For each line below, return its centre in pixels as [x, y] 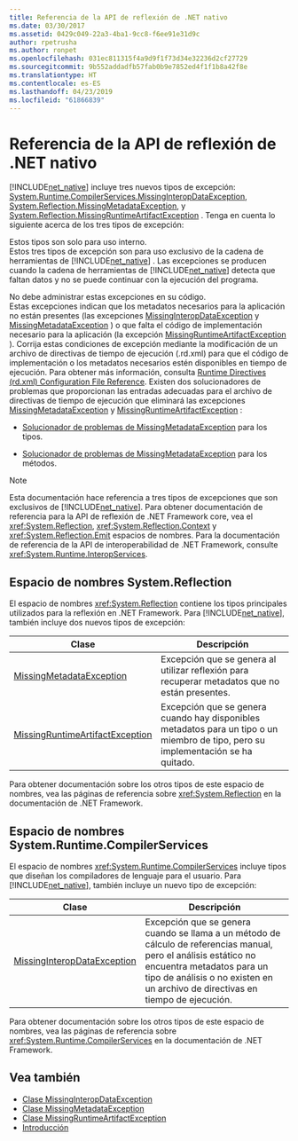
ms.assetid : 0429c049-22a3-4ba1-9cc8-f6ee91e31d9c [105, 34]
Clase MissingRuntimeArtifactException [94, 1118]
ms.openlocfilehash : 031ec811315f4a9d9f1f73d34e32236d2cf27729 [129, 59]
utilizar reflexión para [205, 671]
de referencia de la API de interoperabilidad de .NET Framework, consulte [144, 545]
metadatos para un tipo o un [220, 729]
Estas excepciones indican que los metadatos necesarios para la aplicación [147, 306]
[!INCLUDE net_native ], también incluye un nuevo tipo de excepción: [133, 885]
